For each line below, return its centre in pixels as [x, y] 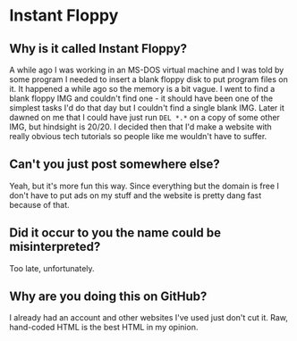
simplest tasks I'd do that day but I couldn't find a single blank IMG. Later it [147, 108]
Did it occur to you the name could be [115, 233]
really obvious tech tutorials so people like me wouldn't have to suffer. [138, 136]
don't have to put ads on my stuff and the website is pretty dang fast [136, 195]
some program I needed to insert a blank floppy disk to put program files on [148, 79]
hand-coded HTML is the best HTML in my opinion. [104, 328]
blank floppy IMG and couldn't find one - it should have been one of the [141, 98]
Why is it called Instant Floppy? [98, 49]
